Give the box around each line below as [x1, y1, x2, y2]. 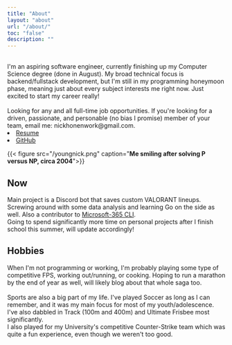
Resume [16, 129, 39, 137]
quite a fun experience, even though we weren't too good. [7, 330, 173, 338]
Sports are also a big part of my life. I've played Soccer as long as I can [7, 293, 211, 301]
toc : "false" [7, 29, 45, 37]
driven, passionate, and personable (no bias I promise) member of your [7, 114, 211, 122]
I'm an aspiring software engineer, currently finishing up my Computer [7, 62, 208, 71]
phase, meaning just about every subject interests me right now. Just [7, 85, 204, 93]
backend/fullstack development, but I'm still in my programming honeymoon [7, 77, 225, 85]
